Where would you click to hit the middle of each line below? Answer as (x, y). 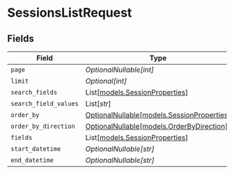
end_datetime (32, 160)
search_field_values (45, 103)
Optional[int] (106, 81)
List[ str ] (98, 104)
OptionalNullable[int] (120, 70)
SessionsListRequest (70, 13)
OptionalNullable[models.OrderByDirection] (157, 126)
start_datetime (36, 149)
